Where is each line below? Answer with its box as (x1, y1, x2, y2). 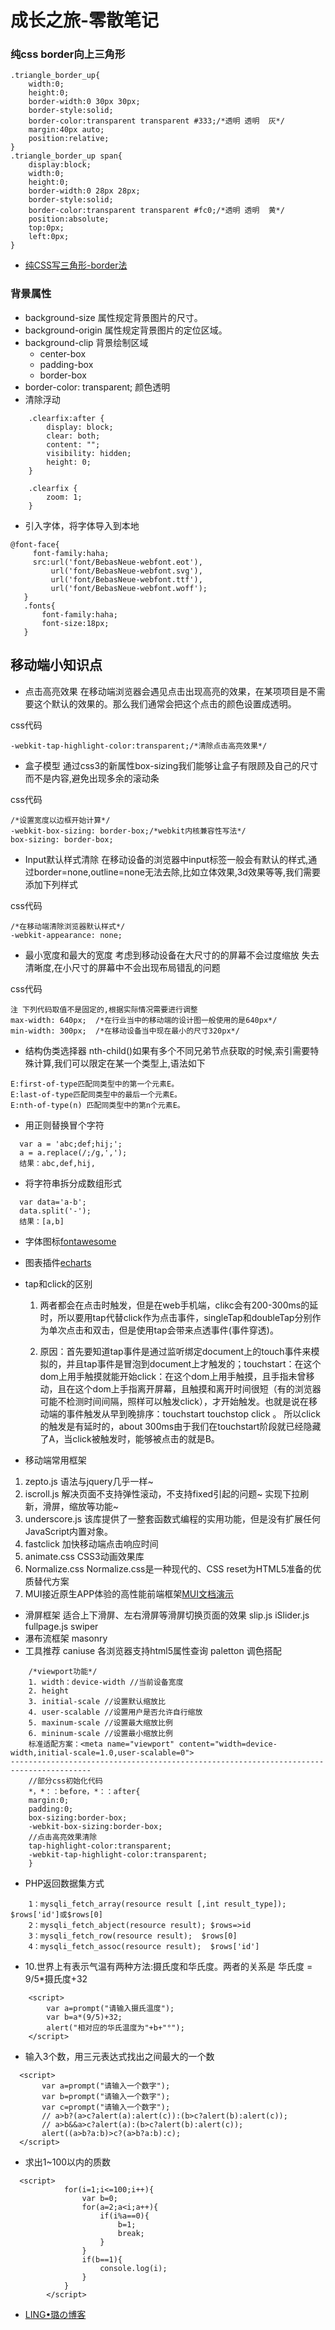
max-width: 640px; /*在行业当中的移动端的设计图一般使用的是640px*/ (10, 1015, 278, 1025)
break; (117, 2228, 145, 2238)
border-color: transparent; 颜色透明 (24, 381, 171, 393)
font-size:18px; (41, 618, 110, 628)
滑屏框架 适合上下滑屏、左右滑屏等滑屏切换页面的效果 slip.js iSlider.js (24, 1609, 310, 1621)
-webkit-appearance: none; (10, 930, 123, 940)
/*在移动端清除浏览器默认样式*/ (10, 921, 126, 931)
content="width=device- (178, 1739, 278, 1749)
